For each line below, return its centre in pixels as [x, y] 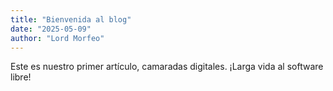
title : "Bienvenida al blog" [71, 19]
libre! [21, 77]
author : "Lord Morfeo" [57, 38]
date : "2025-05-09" [51, 29]
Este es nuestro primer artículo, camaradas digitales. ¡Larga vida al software [167, 67]
